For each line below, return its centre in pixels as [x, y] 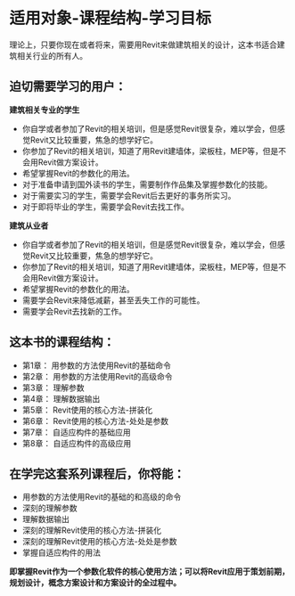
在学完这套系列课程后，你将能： [97, 474]
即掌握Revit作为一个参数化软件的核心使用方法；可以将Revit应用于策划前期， [149, 572]
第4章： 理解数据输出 [61, 398]
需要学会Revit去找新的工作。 [74, 311]
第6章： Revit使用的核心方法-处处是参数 [95, 420]
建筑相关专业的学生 [45, 110]
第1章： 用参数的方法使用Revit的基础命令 [96, 365]
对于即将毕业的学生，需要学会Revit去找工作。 [106, 207]
